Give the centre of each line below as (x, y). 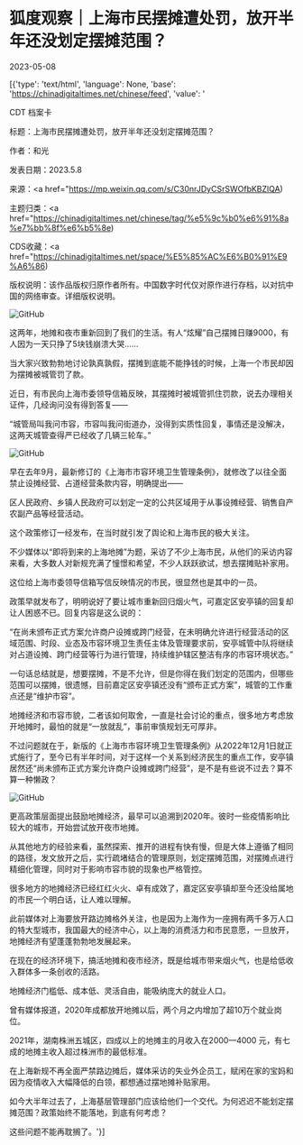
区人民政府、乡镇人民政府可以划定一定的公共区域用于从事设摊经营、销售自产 (151, 502)
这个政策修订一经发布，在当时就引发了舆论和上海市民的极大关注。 (132, 532)
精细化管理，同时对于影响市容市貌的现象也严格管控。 (108, 869)
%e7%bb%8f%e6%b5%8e (60, 227)
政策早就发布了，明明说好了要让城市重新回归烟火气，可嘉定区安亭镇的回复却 (151, 601)
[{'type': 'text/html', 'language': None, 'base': (93, 84)
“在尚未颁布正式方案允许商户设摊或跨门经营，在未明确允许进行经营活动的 (146, 631)
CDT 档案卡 (31, 112)
